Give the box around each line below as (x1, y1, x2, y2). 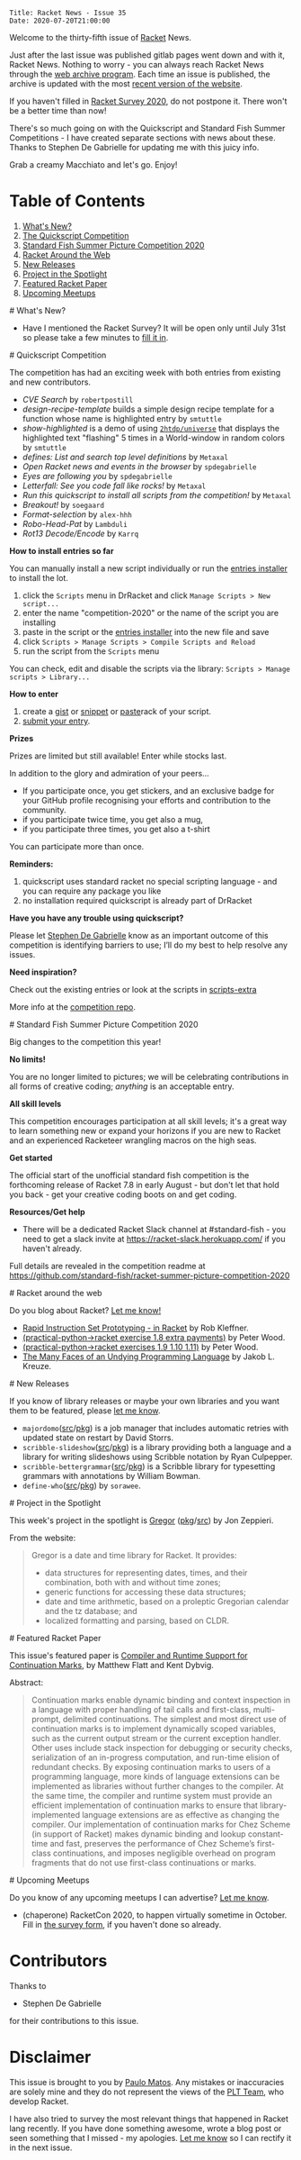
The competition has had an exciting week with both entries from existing (9, 367, 281, 377)
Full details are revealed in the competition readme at (9, 1260, 206, 1271)
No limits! (9, 1054, 47, 1065)
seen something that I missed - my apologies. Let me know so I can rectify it (9, 2132, 292, 2143)
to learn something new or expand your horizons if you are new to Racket (9, 1125, 281, 1136)
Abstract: (9, 1676, 43, 1688)
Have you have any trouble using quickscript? (9, 912, 184, 923)
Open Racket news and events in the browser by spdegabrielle (22, 460, 258, 472)
